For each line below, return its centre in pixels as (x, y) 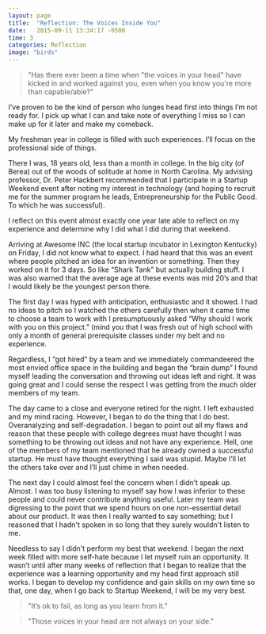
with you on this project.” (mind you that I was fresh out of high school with (131, 327)
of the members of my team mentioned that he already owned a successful (131, 450)
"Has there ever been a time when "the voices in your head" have (134, 75)
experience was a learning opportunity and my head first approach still (124, 574)
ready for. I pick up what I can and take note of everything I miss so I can (127, 115)
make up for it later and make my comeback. (81, 124)
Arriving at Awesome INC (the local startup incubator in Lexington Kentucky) (133, 244)
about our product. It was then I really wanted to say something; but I (121, 516)
